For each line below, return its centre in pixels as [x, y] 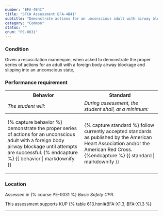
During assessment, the [111, 103]
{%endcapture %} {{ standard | [120, 155]
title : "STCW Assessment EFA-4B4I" [41, 14]
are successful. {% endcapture [43, 152]
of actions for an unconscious [41, 134]
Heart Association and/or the [117, 143]
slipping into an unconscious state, [40, 70]
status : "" [16, 28]
